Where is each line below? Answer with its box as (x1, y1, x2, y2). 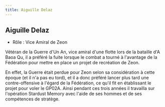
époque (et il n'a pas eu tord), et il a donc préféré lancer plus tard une (5, 75, 149, 81)
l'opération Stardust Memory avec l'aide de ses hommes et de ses (5, 91, 142, 97)
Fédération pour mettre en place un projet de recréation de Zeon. (5, 60, 140, 66)
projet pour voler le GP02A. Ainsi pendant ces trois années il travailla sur (5, 85, 155, 91)
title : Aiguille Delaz (5, 7, 53, 13)
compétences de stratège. (5, 96, 60, 102)
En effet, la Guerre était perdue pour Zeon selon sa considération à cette (5, 69, 155, 75)
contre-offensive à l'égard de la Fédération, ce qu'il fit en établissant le (5, 80, 151, 86)
